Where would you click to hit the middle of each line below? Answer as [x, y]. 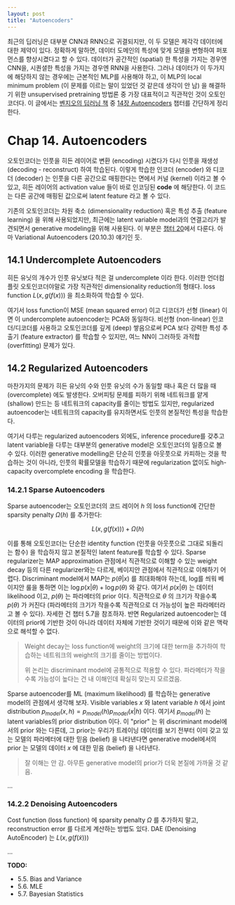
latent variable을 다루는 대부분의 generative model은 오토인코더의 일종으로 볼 [115, 445]
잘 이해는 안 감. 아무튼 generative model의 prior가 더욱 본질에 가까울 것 [122, 763]
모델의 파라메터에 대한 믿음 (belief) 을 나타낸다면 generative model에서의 [115, 739]
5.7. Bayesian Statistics [51, 894]
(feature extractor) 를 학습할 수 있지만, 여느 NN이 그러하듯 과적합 [110, 337]
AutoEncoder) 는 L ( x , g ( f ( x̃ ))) [48, 837]
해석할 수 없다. [40, 631]
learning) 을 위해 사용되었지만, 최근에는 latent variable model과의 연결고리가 [113, 220]
